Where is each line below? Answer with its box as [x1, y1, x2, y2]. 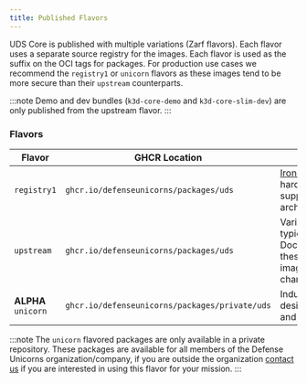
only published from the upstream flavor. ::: [9, 104, 172, 115]
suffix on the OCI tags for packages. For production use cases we [9, 58, 258, 69]
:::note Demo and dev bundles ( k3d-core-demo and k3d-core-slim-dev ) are [9, 95, 287, 106]
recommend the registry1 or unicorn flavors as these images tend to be [9, 68, 281, 79]
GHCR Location [133, 151, 203, 164]
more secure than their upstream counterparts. [9, 77, 184, 88]
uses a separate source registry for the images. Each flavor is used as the [9, 48, 287, 59]
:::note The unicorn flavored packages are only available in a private [9, 334, 265, 345]
